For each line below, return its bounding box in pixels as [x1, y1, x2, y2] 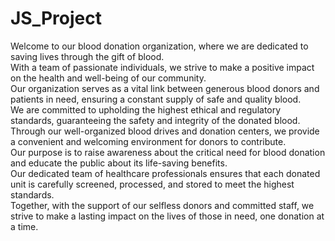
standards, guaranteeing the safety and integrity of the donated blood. [10, 114, 301, 126]
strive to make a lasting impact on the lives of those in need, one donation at [10, 210, 325, 222]
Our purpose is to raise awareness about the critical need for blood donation [10, 146, 326, 158]
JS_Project [10, 7, 103, 30]
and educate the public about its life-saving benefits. [10, 157, 228, 169]
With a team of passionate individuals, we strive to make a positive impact [10, 61, 315, 73]
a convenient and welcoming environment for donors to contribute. [10, 135, 287, 147]
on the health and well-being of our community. [10, 72, 207, 84]
